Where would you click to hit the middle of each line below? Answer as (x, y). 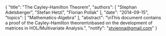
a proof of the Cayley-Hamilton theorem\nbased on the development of (79, 23)
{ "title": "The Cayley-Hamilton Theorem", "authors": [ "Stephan (71, 7)
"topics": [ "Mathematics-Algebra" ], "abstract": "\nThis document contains (83, 18)
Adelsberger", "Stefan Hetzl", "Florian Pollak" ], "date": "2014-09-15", (77, 12)
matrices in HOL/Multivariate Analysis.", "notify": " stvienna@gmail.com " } (81, 28)
